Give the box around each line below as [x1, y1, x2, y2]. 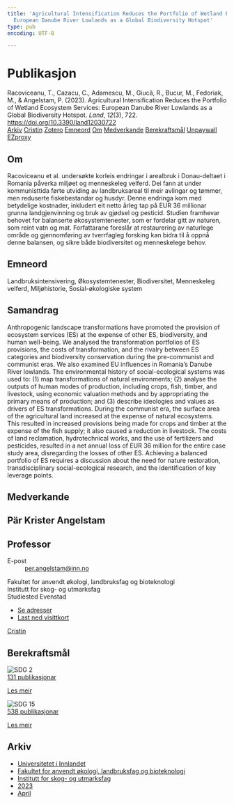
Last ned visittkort [17, 613, 70, 622]
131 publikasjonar [7, 673, 57, 681]
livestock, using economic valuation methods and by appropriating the [7, 389, 209, 397]
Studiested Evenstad [7, 592, 67, 601]
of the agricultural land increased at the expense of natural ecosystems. [7, 411, 214, 420]
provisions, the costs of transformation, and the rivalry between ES [7, 345, 199, 354]
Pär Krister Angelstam [7, 514, 106, 526]
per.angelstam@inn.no [24, 565, 89, 573]
